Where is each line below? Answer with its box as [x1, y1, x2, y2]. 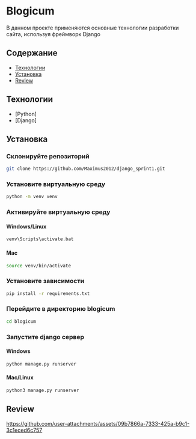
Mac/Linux [6, 374, 34, 381]
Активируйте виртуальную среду [6, 208, 111, 216]
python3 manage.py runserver [6, 387, 79, 393]
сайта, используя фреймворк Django [6, 30, 101, 37]
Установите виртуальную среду [6, 180, 106, 188]
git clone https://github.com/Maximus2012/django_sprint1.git [6, 166, 165, 172]
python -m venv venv [6, 194, 58, 200]
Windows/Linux [6, 223, 47, 230]
